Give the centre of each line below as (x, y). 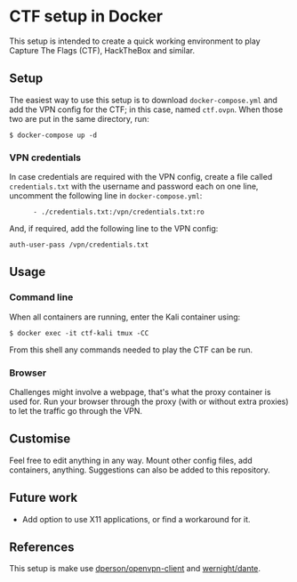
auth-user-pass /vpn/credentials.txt (79, 245)
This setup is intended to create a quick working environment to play (135, 41)
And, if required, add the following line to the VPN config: (114, 229)
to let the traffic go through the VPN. (76, 411)
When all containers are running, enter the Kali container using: (125, 317)
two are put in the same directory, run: (79, 118)
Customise (40, 439)
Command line (41, 297)
